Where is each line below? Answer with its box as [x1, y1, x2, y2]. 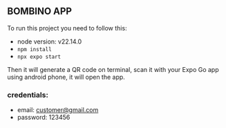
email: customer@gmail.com [17, 106, 99, 114]
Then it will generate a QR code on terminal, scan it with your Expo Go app [7, 65, 219, 73]
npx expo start [17, 53, 62, 60]
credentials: [7, 90, 48, 100]
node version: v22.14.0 [17, 37, 82, 46]
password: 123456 [17, 113, 70, 122]
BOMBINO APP [7, 6, 73, 17]
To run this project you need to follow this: [7, 24, 127, 32]
